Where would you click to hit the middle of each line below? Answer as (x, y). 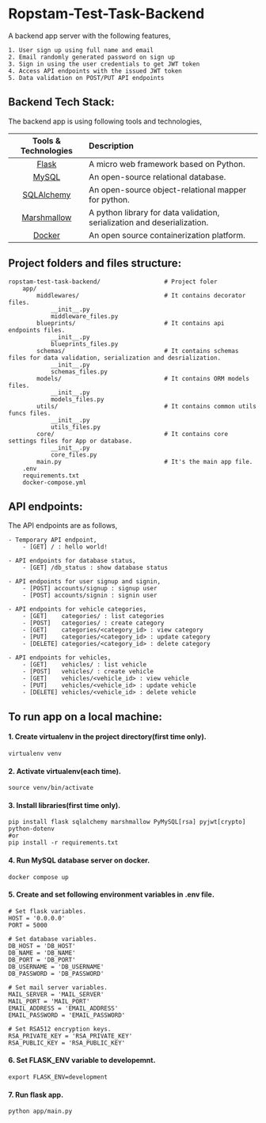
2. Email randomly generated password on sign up (92, 57)
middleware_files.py (84, 316)
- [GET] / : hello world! (65, 547)
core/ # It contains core (132, 434)
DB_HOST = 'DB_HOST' (42, 946)
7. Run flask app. (36, 1095)
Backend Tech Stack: (61, 102)
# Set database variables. (53, 939)
